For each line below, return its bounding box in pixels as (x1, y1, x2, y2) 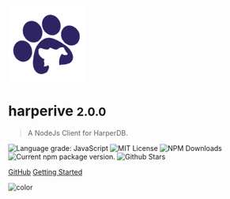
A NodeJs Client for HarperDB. (27, 128, 128, 137)
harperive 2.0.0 (8, 102, 107, 120)
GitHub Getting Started (8, 167, 83, 176)
